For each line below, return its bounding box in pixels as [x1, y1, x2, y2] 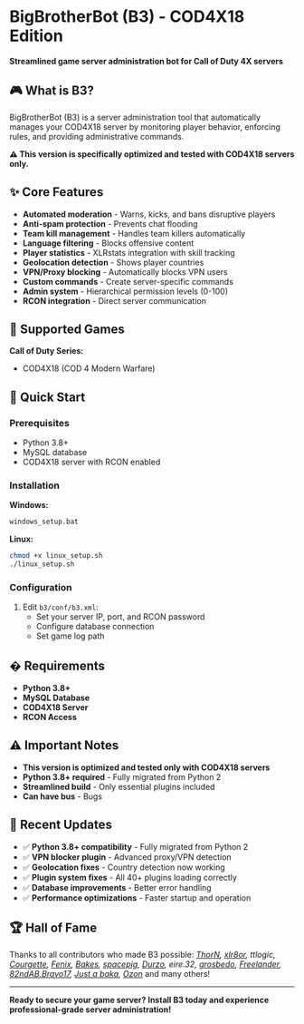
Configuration [9, 580, 72, 593]
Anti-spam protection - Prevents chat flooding [22, 218, 198, 229]
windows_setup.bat [9, 517, 79, 527]
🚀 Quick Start [9, 389, 86, 405]
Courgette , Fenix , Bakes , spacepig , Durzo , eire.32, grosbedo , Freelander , [9, 959, 282, 970]
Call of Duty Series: [9, 346, 84, 356]
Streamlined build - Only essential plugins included [22, 781, 215, 792]
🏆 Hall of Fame [9, 921, 98, 936]
